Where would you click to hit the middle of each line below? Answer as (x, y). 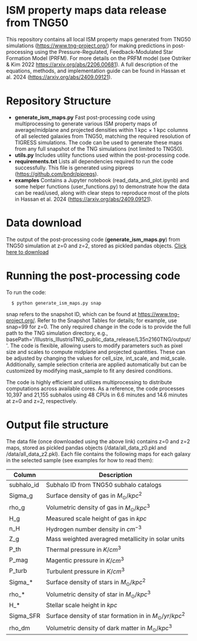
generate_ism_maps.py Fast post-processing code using (85, 117)
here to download (27, 252)
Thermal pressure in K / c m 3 (84, 549)
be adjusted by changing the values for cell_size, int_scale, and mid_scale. (96, 358)
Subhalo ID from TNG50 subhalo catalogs (104, 485)
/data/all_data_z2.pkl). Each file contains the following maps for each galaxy (98, 454)
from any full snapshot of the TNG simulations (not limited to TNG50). (99, 149)
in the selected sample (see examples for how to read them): (80, 460)
